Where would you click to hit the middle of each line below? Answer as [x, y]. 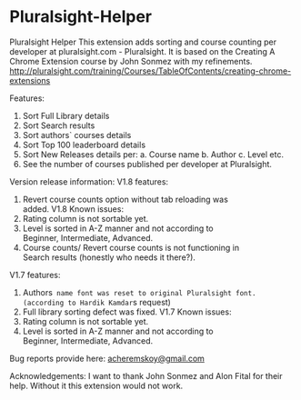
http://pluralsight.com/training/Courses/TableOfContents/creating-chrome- [150, 71]
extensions [30, 80]
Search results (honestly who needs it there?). [109, 257]
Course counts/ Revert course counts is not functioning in [130, 247]
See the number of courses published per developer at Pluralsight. [147, 164]
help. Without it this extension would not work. [96, 385]
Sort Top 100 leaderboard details [84, 145]
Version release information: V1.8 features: [89, 181]
